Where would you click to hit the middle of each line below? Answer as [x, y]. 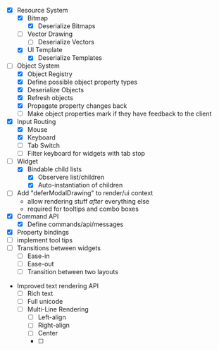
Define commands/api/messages [75, 224]
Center [48, 333]
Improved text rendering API [58, 286]
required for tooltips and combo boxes [83, 209]
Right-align [54, 325]
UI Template [45, 50]
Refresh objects [50, 97]
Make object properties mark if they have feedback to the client [119, 113]
